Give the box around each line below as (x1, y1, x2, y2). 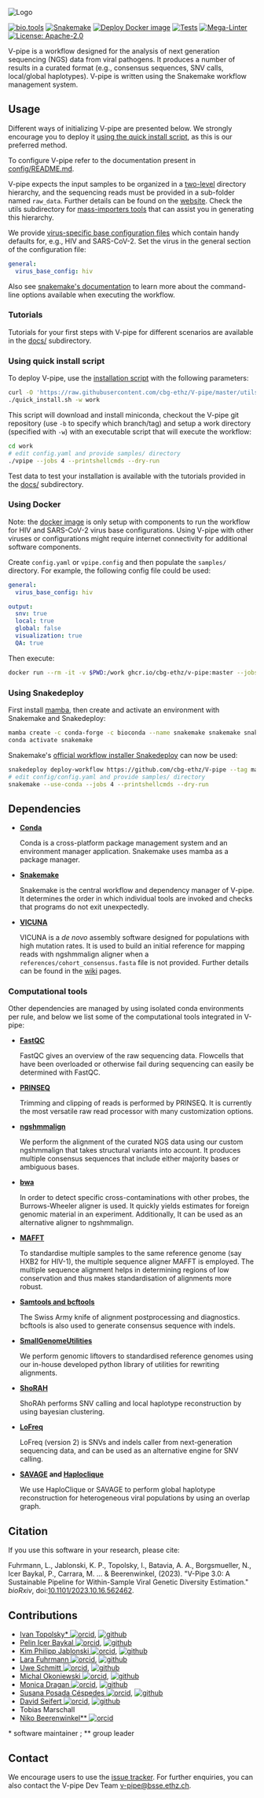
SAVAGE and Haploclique (19, 1469, 104, 1479)
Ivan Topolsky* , (19, 1629, 97, 1639)
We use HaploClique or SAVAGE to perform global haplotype (19, 1485, 216, 1495)
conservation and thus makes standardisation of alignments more (19, 1273, 232, 1283)
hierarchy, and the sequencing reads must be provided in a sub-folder (8, 188, 236, 197)
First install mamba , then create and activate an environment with (8, 705, 220, 715)
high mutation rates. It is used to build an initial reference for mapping (19, 942, 245, 951)
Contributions (8, 1608, 78, 1622)
